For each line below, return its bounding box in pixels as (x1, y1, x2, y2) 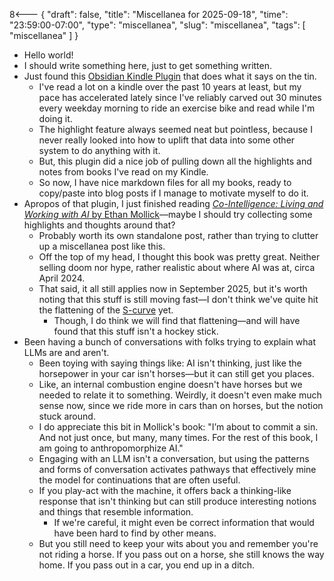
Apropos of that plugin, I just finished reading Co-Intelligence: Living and (23, 198, 324, 209)
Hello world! (23, 49, 74, 61)
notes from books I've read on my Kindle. (38, 166, 209, 178)
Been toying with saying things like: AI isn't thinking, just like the (38, 357, 302, 369)
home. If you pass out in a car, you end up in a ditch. (38, 559, 256, 571)
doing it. (38, 113, 73, 124)
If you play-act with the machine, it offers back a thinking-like (38, 485, 292, 496)
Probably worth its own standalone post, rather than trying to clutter (38, 230, 319, 241)
